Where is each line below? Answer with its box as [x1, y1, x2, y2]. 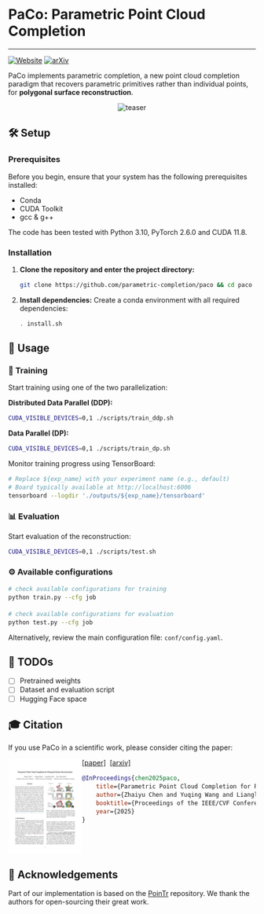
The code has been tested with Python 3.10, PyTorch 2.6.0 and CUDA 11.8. [8, 227, 247, 237]
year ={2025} [95, 807, 135, 815]
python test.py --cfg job [8, 619, 93, 626]
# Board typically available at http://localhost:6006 [8, 483, 192, 491]
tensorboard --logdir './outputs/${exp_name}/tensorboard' [8, 491, 206, 500]
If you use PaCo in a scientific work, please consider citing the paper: [8, 743, 233, 752]
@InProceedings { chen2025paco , [82, 774, 181, 783]
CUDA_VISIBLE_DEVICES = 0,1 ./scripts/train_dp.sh [8, 445, 170, 453]
